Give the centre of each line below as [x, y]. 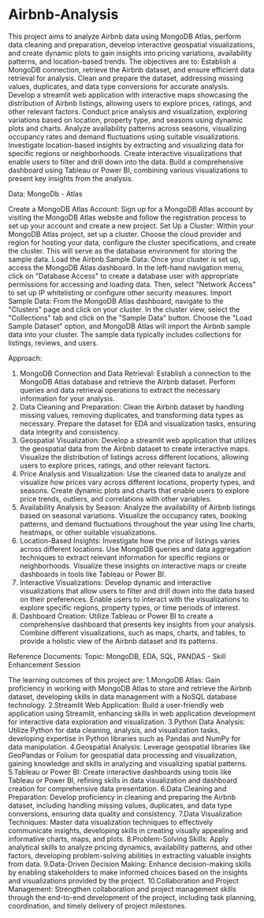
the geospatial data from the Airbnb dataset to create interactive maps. [135, 448]
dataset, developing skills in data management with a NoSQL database [123, 696]
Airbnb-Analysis [63, 15]
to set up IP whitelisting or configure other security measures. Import [120, 292]
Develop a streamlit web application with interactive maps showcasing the [128, 94]
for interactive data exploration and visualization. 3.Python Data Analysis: [127, 721]
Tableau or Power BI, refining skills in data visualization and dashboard [123, 780]
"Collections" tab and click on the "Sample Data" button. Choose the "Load [130, 317]
